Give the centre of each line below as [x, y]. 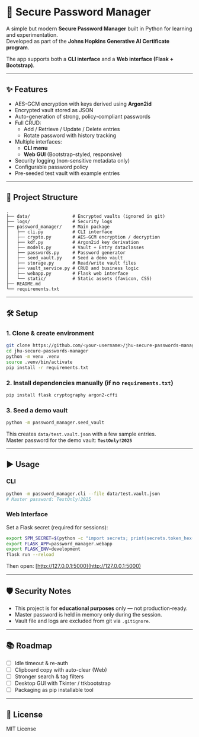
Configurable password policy [52, 167]
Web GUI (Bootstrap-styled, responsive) [73, 154]
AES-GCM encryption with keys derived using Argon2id [83, 104]
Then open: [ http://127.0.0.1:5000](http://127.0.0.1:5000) [73, 566]
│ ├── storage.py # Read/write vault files [71, 263]
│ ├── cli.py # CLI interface [59, 232]
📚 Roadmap [29, 646]
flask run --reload [30, 555]
